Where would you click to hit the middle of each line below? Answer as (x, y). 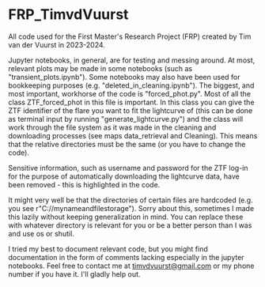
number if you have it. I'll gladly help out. (74, 274)
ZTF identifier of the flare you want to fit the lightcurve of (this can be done (131, 110)
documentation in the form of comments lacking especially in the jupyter (126, 257)
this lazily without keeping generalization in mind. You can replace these (126, 217)
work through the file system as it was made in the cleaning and (112, 127)
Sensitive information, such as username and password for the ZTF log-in (128, 168)
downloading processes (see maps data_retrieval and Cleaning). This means (133, 135)
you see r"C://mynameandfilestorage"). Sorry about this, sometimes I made (131, 208)
